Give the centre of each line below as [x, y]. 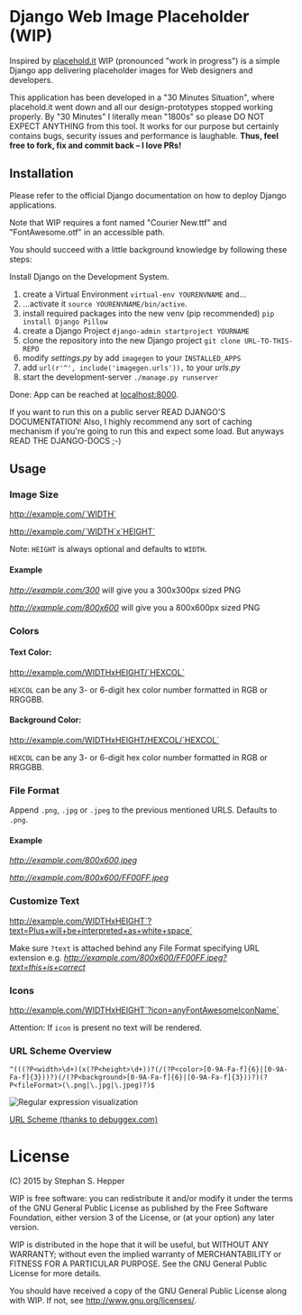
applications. [33, 205]
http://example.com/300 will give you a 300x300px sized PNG [125, 590]
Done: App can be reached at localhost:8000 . [94, 394]
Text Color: [31, 652]
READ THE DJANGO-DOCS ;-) [65, 440]
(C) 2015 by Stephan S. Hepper [67, 1181]
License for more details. [55, 1274]
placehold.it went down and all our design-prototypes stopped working [141, 106]
